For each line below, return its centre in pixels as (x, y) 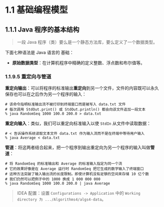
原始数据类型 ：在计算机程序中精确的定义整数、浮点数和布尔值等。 (78, 63)
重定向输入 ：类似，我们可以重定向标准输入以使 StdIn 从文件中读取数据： (78, 123)
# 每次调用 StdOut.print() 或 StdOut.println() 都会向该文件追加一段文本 (75, 110)
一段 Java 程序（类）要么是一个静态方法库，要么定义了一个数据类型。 (87, 42)
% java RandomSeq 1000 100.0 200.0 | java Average (58, 184)
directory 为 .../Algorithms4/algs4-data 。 (61, 199)
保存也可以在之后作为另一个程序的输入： (46, 94)
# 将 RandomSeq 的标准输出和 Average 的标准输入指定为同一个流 (64, 164)
